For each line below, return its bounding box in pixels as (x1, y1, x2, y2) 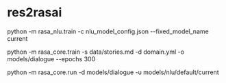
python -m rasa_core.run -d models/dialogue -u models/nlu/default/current (7, 68, 219, 76)
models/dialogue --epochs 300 (7, 54, 96, 63)
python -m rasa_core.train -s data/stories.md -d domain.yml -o (7, 48, 185, 56)
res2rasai (7, 5, 62, 20)
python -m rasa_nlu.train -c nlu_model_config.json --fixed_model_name (7, 27, 209, 35)
